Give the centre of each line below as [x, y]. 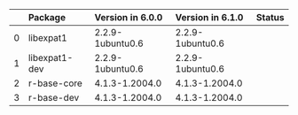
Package [47, 17]
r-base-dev [54, 98]
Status [270, 17]
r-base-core [55, 83]
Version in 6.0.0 [129, 17]
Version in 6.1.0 [209, 17]
